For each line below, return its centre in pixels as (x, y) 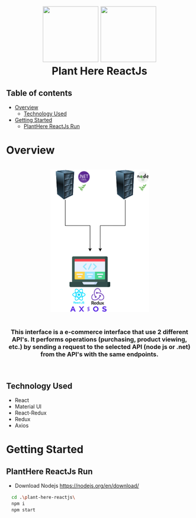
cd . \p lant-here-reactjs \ (44, 497)
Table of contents (39, 93)
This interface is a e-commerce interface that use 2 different (99, 332)
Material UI (28, 407)
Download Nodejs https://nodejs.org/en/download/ (77, 486)
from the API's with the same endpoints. (99, 354)
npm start (23, 510)
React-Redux (30, 413)
